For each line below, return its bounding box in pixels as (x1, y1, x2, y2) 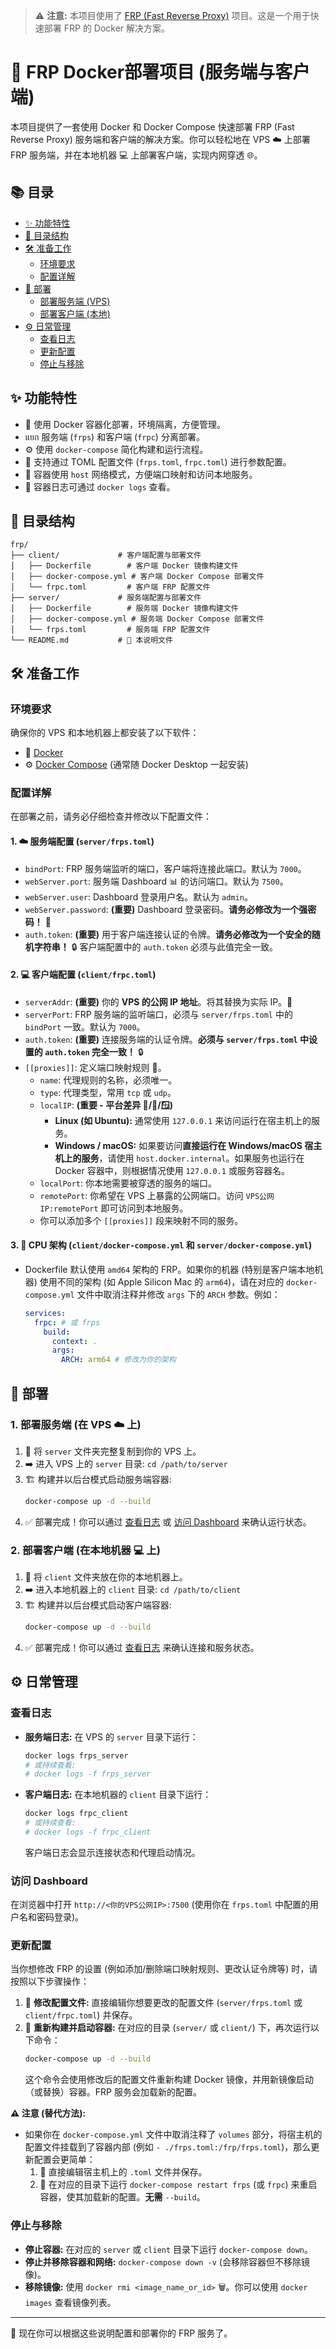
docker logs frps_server (24, 1750, 129, 1761)
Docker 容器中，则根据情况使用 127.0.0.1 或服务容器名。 (54, 1164, 290, 1176)
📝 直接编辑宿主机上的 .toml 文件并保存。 (39, 2166, 208, 2178)
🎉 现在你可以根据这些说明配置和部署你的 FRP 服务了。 (10, 2327, 233, 2339)
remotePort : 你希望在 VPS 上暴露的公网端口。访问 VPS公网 (39, 1189, 275, 1201)
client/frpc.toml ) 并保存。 (24, 2009, 138, 2021)
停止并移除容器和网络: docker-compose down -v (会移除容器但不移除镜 (24, 2255, 310, 2268)
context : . (51, 1336, 98, 1346)
